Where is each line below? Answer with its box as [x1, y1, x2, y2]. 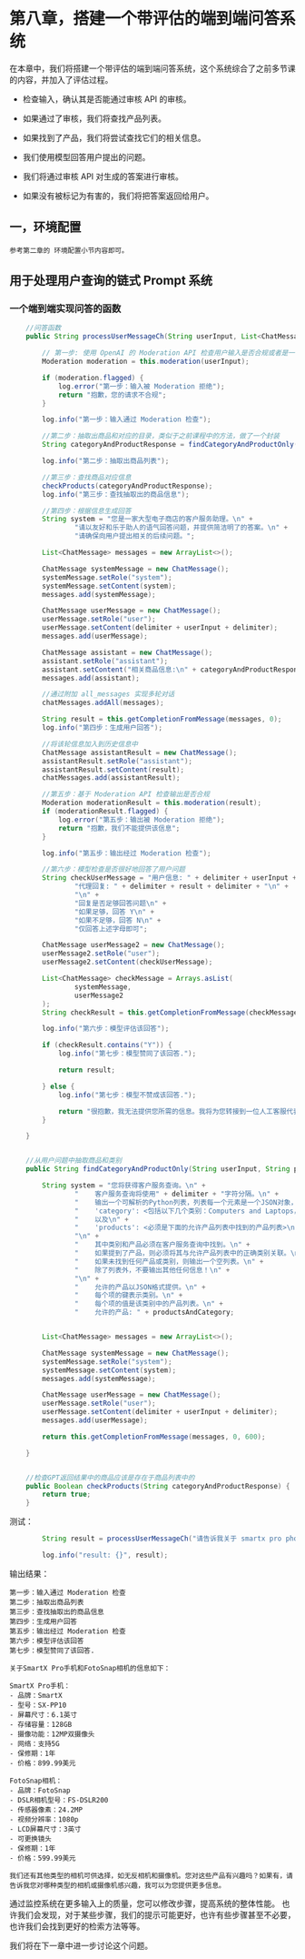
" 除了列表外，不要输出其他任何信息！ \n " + [74, 1266, 231, 1275]
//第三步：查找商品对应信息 [42, 472, 132, 482]
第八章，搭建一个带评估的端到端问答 [9, 8, 280, 29]
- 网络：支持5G [9, 1739, 61, 1748]
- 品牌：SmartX [9, 1691, 63, 1700]
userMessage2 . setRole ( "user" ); [42, 949, 161, 958]
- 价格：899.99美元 [9, 1758, 76, 1768]
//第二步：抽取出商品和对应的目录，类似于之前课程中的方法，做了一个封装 [42, 431, 280, 441]
